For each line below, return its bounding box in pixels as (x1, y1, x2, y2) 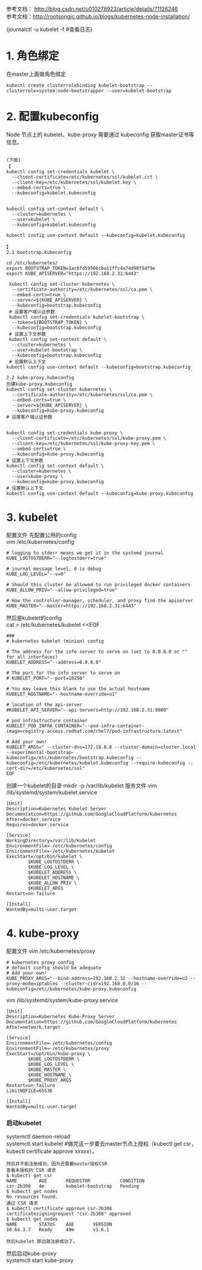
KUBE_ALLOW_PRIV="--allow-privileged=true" (6, 587, 118, 593)
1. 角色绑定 (6, 49, 59, 63)
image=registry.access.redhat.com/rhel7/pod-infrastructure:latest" (6, 728, 183, 734)
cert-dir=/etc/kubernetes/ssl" (6, 765, 85, 771)
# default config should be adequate (6, 965, 102, 971)
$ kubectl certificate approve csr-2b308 (6, 1206, 112, 1212)
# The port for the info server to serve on (6, 670, 120, 676)
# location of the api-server (6, 701, 83, 707)
